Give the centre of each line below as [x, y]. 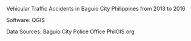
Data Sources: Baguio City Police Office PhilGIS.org [70, 31]
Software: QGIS [26, 20]
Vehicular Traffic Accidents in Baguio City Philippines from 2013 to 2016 [96, 9]
